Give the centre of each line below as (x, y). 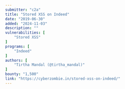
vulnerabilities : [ (25, 33)
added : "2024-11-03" (26, 23)
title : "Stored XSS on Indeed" (37, 14)
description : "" (22, 28)
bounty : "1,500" (22, 74)
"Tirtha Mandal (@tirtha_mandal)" (49, 65)
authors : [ (16, 60)
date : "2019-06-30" (25, 19)
